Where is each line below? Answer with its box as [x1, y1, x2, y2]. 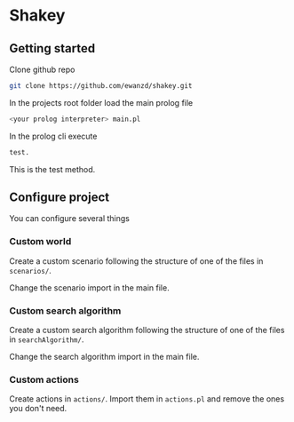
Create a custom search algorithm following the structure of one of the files [9, 325, 285, 336]
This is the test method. [9, 163, 96, 174]
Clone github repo [9, 64, 75, 75]
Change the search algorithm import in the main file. [9, 352, 200, 362]
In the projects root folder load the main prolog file [9, 97, 194, 107]
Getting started [9, 41, 96, 56]
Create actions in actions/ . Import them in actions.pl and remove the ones [9, 394, 285, 404]
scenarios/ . [9, 265, 52, 275]
